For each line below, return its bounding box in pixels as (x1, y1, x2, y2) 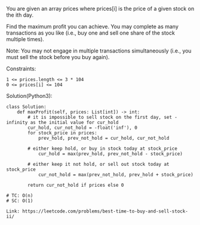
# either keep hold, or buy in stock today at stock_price (27, 146, 178, 152)
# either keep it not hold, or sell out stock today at (27, 161, 170, 167)
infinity (6, 119, 28, 125)
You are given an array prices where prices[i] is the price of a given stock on (6, 5, 195, 12)
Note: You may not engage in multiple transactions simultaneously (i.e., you (6, 47, 192, 54)
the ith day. (6, 11, 34, 19)
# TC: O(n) (6, 193, 33, 199)
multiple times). (6, 36, 45, 42)
